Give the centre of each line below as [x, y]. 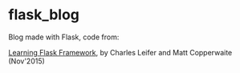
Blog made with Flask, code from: [64, 37]
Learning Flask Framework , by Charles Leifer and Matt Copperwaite [120, 52]
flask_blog [44, 15]
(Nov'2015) [27, 61]
